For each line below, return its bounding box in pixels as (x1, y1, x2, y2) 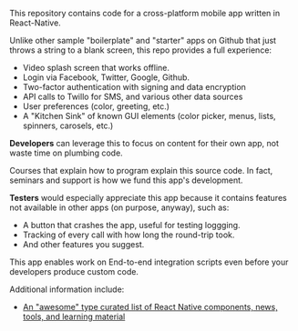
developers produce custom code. (9, 266, 139, 276)
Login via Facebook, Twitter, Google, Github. (22, 72, 190, 83)
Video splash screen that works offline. (22, 63, 170, 73)
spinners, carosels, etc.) (22, 120, 114, 131)
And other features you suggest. (22, 239, 145, 249)
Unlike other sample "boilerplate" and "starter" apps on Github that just (9, 35, 276, 45)
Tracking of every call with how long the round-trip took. (22, 229, 235, 240)
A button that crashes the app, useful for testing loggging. (22, 220, 241, 230)
